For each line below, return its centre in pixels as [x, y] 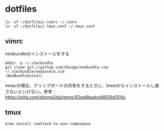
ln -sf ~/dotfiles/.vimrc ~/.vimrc [41, 22]
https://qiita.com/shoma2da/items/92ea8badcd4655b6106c [66, 97]
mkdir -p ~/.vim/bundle [29, 63]
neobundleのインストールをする [37, 54]
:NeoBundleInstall [24, 76]
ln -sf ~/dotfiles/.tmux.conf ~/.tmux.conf [50, 26]
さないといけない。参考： [31, 91]
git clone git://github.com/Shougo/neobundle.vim [57, 67]
